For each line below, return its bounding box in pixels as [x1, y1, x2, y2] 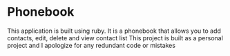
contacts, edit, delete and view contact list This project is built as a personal [7, 33, 223, 42]
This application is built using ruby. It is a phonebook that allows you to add [7, 27, 221, 35]
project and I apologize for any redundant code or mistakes [7, 41, 176, 49]
